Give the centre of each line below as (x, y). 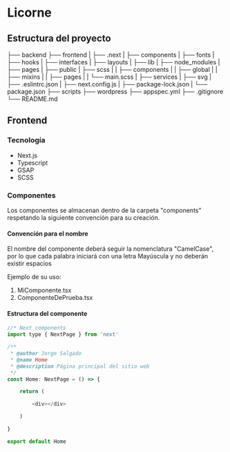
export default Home (37, 441)
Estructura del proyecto (59, 38)
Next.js (27, 155)
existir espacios (29, 263)
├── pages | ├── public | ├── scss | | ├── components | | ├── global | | (112, 69)
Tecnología (26, 140)
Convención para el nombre (48, 234)
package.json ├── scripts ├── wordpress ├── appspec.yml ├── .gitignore (115, 92)
